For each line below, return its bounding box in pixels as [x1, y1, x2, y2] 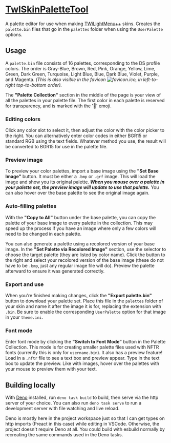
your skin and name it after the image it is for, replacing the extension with [5, 303, 161, 309]
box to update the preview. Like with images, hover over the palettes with [5, 360, 160, 367]
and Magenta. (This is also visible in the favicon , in [5, 76, 142, 83]
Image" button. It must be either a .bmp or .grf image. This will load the [5, 174, 156, 180]
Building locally [5, 381, 56, 390]
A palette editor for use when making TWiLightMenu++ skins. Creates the [5, 21, 160, 27]
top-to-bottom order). [16, 82, 62, 88]
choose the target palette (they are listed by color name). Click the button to [5, 252, 165, 258]
